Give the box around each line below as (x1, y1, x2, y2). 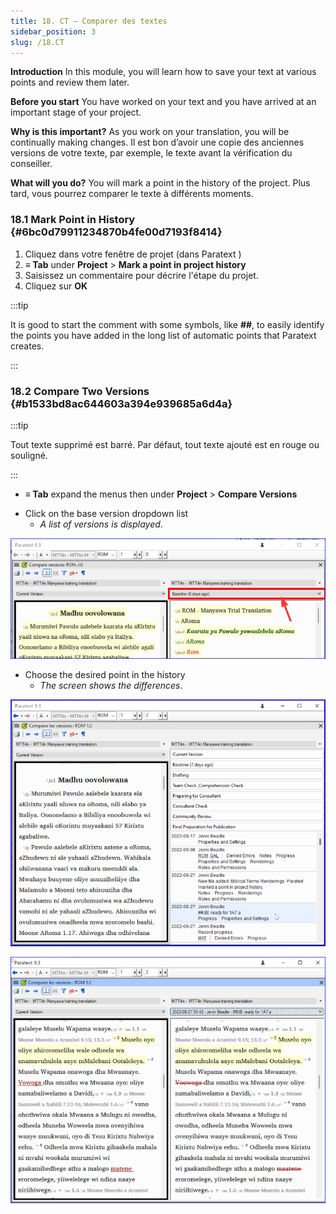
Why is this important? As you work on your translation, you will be (10, 126, 290, 138)
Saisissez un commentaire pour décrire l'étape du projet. (24, 269, 259, 281)
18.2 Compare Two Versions (10, 384, 150, 398)
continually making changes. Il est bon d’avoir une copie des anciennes (10, 136, 305, 149)
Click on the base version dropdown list (24, 507, 189, 519)
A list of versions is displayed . (39, 518, 163, 530)
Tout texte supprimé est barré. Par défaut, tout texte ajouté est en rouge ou (10, 438, 320, 450)
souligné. (10, 449, 48, 461)
